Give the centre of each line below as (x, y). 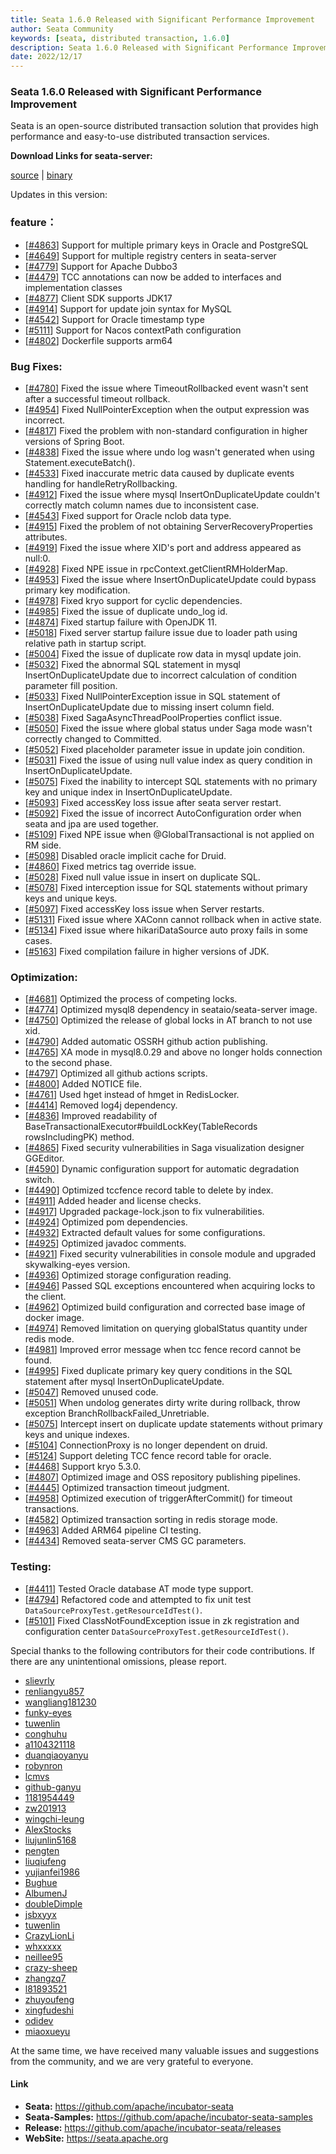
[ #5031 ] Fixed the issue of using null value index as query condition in (168, 760)
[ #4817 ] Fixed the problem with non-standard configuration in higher (166, 431)
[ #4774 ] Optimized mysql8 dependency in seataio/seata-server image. (171, 1010)
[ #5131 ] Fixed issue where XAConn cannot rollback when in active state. (173, 920)
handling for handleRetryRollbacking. (101, 484)
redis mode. (49, 1339)
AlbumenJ (46, 1893)
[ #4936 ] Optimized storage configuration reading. (128, 1275)
